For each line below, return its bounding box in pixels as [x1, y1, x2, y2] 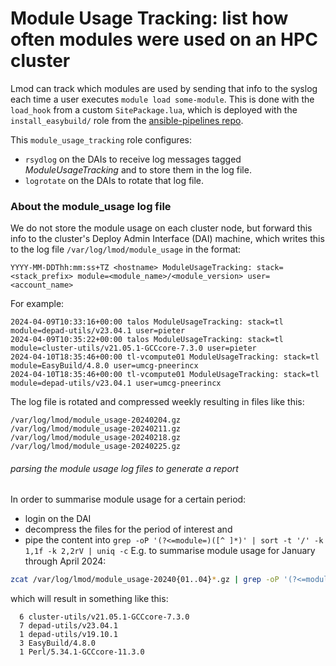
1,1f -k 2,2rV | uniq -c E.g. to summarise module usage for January [24, 545, 316, 557]
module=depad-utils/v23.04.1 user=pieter [10, 326, 186, 336]
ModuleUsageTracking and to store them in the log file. [24, 163, 252, 176]
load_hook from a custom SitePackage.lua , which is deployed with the [10, 103, 298, 116]
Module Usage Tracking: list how [10, 7, 289, 30]
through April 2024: [24, 555, 107, 567]
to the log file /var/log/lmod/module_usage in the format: [10, 243, 242, 256]
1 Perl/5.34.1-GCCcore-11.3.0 [19, 647, 145, 657]
